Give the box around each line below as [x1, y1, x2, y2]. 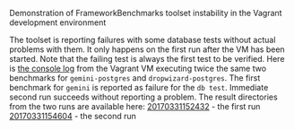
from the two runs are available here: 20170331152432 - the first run [9, 101, 261, 111]
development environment [9, 17, 107, 28]
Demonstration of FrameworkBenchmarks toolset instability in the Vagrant [9, 8, 282, 18]
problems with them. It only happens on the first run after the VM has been [9, 44, 285, 55]
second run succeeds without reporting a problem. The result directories [9, 91, 278, 102]
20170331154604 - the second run [9, 111, 137, 121]
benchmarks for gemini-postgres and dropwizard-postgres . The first [9, 73, 261, 83]
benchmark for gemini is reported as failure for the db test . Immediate [9, 82, 269, 92]
